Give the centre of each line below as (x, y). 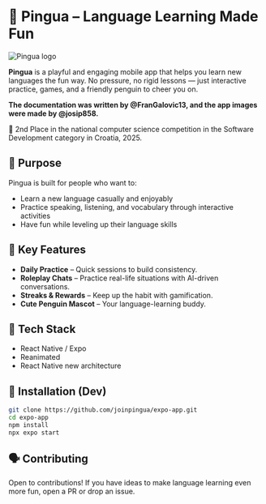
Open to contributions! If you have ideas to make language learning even (130, 482)
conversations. (45, 286)
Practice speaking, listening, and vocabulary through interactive (127, 207)
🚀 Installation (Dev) (58, 391)
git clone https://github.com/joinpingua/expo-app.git (103, 410)
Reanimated (40, 357)
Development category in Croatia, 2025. (75, 138)
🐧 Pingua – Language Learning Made (133, 17)
